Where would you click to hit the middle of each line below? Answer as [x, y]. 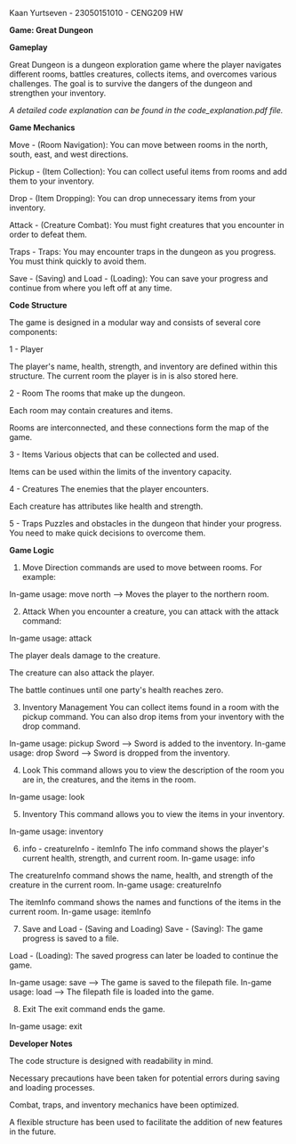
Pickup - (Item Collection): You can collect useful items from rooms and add [148, 172]
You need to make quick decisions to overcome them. [108, 533]
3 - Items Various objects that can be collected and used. [114, 454]
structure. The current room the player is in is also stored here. [124, 376]
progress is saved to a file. [71, 938]
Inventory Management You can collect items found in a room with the [151, 707]
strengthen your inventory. [58, 93]
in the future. [33, 1132]
